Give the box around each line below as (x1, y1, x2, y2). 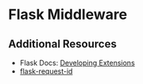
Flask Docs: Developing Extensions (19, 58, 135, 67)
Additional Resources (8, 37, 117, 51)
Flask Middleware (8, 6, 128, 24)
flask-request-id (19, 67, 73, 76)
